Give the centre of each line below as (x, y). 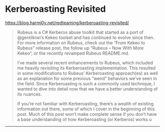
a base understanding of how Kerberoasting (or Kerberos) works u (84, 119)
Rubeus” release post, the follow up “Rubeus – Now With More (80, 48)
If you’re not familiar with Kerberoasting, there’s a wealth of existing (85, 103)
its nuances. (29, 94)
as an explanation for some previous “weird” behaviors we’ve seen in (87, 78)
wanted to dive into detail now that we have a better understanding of (87, 89)
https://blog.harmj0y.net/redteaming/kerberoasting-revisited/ (67, 23)
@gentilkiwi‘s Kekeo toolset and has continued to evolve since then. (86, 37)
